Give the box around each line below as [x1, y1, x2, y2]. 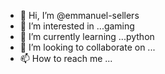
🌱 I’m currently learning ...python [19, 31, 155, 42]
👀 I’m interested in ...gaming [19, 20, 135, 32]
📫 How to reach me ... [19, 53, 113, 64]
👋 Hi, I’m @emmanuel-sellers [19, 10, 140, 21]
